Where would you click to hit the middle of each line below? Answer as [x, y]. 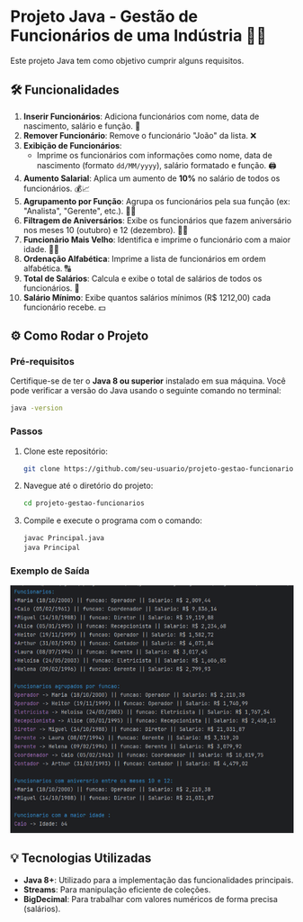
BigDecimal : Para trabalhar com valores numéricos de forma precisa [150, 899]
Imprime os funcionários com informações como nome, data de [154, 155]
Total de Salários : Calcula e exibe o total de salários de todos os [143, 278]
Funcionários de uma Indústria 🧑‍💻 [138, 36]
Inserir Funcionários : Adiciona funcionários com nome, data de [141, 116]
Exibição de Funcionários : [72, 145]
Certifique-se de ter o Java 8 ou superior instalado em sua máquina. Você [148, 381]
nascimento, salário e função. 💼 [82, 126]
